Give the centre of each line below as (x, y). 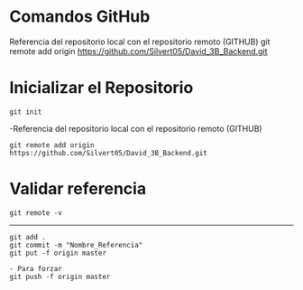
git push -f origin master (60, 276)
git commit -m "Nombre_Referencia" (76, 245)
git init (26, 112)
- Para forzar (36, 268)
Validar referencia (78, 189)
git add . (28, 237)
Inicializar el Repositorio (101, 88)
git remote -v (36, 213)
